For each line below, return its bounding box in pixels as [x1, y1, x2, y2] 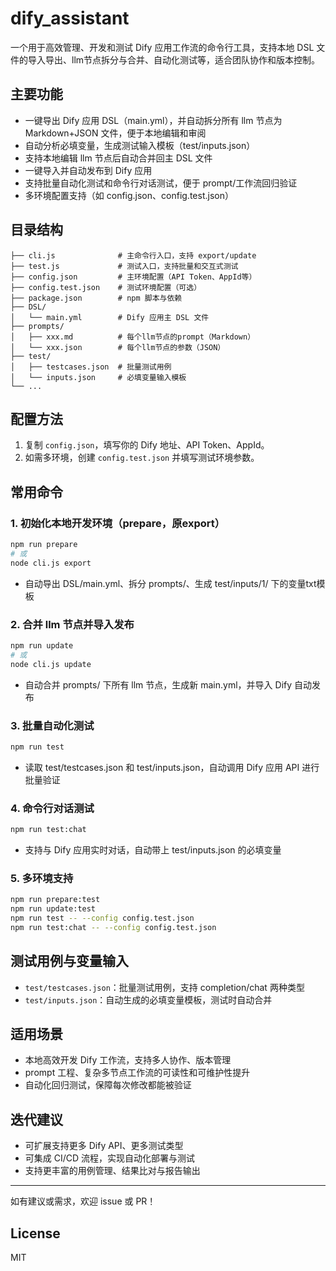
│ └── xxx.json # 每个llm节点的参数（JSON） [10, 342, 226, 352]
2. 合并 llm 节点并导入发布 [10, 617, 135, 631]
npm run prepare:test [10, 895, 101, 905]
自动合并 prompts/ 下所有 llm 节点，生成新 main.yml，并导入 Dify [24, 678, 293, 691]
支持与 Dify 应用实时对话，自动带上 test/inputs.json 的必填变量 [24, 843, 282, 856]
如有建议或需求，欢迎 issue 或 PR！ [10, 1195, 157, 1207]
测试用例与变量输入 [10, 953, 129, 970]
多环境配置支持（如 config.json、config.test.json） [24, 189, 234, 201]
